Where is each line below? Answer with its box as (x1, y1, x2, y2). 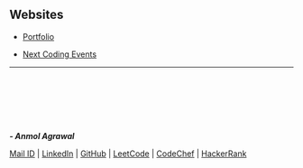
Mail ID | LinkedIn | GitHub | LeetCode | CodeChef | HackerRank (9, 148, 247, 159)
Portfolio (22, 31, 55, 42)
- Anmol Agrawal (9, 130, 75, 141)
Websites (9, 7, 64, 23)
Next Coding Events (22, 49, 97, 60)
